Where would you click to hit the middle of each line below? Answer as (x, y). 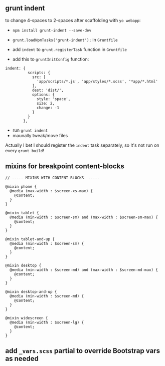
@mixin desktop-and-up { (31, 292)
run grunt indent (30, 130)
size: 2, (46, 103)
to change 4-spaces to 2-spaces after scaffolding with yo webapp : (73, 20)
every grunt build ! (25, 150)
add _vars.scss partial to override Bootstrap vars (83, 351)
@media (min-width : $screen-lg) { (47, 322)
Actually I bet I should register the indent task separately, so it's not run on (82, 145)
